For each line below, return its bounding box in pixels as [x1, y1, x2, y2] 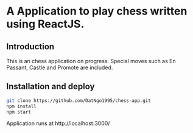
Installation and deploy [6, 81, 95, 92]
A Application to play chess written [6, 4, 188, 18]
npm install [6, 103, 37, 109]
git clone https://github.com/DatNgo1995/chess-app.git [6, 97, 151, 104]
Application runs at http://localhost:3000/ [6, 120, 110, 127]
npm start [6, 109, 32, 115]
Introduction [6, 41, 55, 52]
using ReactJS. [6, 17, 85, 31]
